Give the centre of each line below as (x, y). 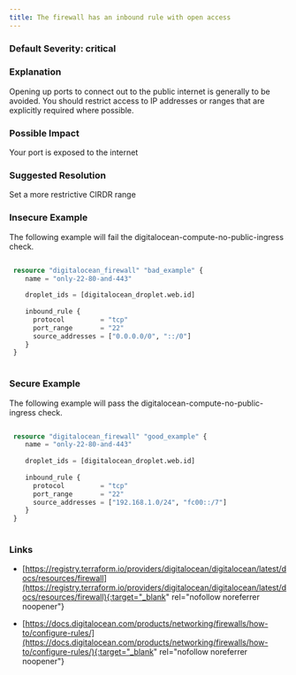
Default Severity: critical (63, 48)
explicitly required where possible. (72, 110)
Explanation (35, 72)
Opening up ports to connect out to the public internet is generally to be (140, 91)
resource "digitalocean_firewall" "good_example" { (110, 436)
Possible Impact (44, 133)
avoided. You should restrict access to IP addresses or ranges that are (137, 101)
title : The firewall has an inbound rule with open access (120, 17)
